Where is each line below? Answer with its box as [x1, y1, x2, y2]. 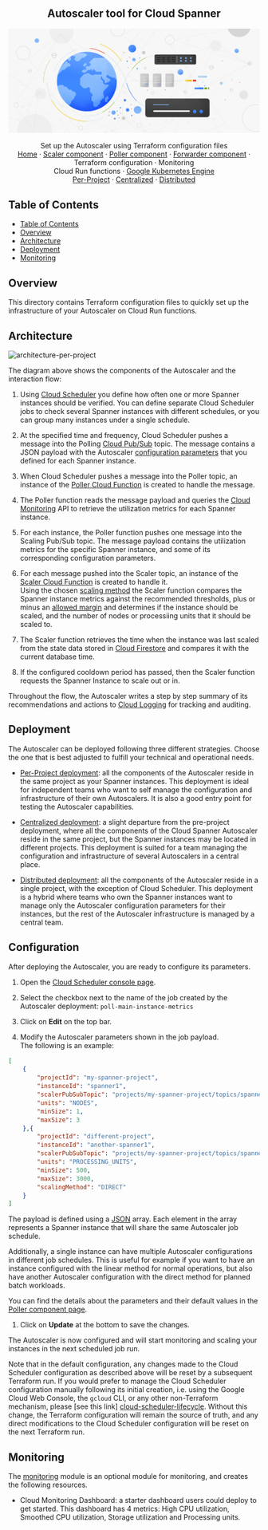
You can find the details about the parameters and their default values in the [8, 1296, 258, 1306]
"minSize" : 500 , [37, 1166, 91, 1174]
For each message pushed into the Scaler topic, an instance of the [19, 568, 238, 578]
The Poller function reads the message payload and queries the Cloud [19, 495, 251, 505]
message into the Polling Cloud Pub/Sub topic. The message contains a [19, 439, 255, 448]
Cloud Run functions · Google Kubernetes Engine [53, 167, 215, 176]
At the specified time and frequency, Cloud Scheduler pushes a [19, 430, 229, 440]
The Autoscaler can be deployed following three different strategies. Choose [8, 743, 260, 753]
